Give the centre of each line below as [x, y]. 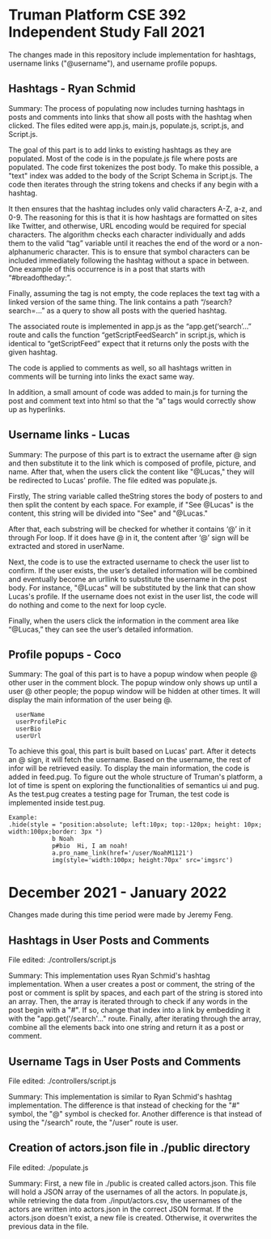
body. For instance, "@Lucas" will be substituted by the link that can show [132, 587]
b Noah [63, 839]
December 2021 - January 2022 [118, 892]
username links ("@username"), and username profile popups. [113, 63]
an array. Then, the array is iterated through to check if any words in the [128, 1001]
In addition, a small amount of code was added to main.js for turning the [128, 392]
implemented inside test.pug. [57, 803]
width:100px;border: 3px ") [56, 832]
